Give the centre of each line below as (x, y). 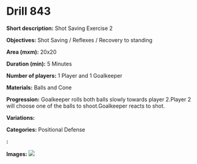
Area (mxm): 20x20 (31, 52)
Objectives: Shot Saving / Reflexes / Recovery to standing (79, 40)
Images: (17, 154)
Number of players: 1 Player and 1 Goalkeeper (64, 75)
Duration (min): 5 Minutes (39, 64)
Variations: (21, 117)
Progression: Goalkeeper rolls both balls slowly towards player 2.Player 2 (99, 99)
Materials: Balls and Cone (39, 88)
